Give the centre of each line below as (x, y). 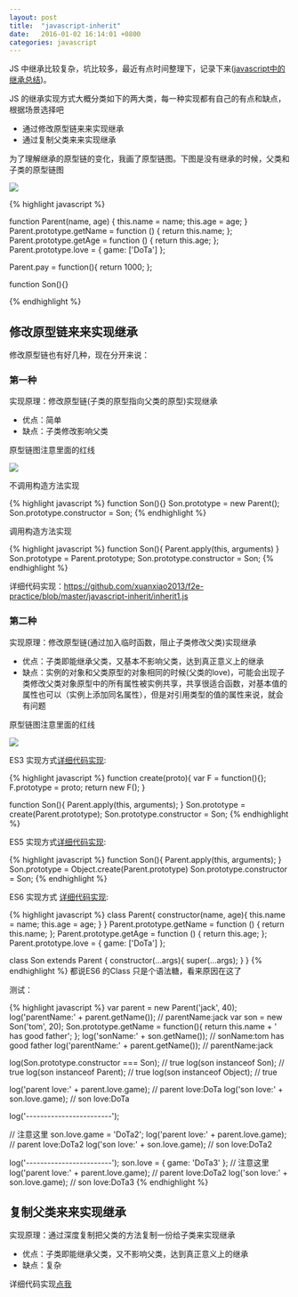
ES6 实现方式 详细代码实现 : (59, 897)
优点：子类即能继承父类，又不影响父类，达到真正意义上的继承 (135, 1254)
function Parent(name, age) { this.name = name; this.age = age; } (129, 222)
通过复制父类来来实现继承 (69, 140)
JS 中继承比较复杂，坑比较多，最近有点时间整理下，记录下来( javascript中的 (148, 68)
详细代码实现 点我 (40, 1284)
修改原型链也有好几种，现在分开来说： (79, 355)
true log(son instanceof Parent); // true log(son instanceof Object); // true (143, 1072)
